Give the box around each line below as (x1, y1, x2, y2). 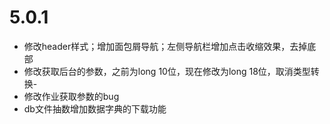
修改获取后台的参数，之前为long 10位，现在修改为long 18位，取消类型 (23, 65, 311, 77)
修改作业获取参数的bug (23, 90, 120, 102)
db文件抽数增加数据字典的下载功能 (23, 102, 167, 115)
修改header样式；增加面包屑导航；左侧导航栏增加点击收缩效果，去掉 (23, 40, 308, 52)
